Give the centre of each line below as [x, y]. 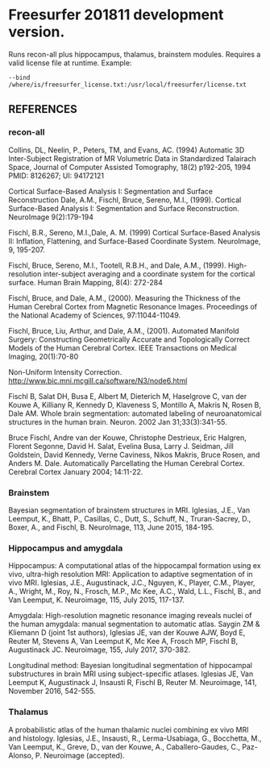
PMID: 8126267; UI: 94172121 [56, 176]
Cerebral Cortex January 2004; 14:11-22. [76, 471]
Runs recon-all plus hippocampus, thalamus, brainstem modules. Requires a [135, 54]
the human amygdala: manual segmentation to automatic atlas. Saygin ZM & [134, 624]
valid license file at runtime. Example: [70, 63]
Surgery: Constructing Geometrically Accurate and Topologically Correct [129, 339]
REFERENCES [43, 109]
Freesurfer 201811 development [116, 15]
